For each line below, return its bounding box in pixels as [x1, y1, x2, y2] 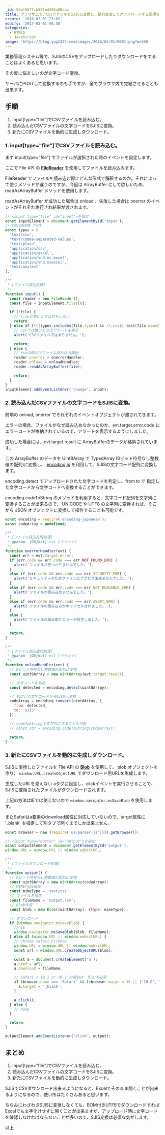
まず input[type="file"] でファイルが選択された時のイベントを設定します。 [5, 154, 155, 160]
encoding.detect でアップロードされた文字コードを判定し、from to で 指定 [5, 478, 156, 484]
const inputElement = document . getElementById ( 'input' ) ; [5, 219, 124, 224]
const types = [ [5, 227, 38, 233]
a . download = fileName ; [14, 966, 63, 971]
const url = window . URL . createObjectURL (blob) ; [14, 948, 113, 953]
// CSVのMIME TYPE [5, 223, 42, 228]
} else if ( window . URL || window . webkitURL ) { [9, 934, 107, 940]
